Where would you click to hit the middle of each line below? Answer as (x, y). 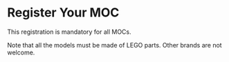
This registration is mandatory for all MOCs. (69, 32)
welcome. (21, 52)
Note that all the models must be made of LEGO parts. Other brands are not (115, 45)
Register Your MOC (63, 13)
